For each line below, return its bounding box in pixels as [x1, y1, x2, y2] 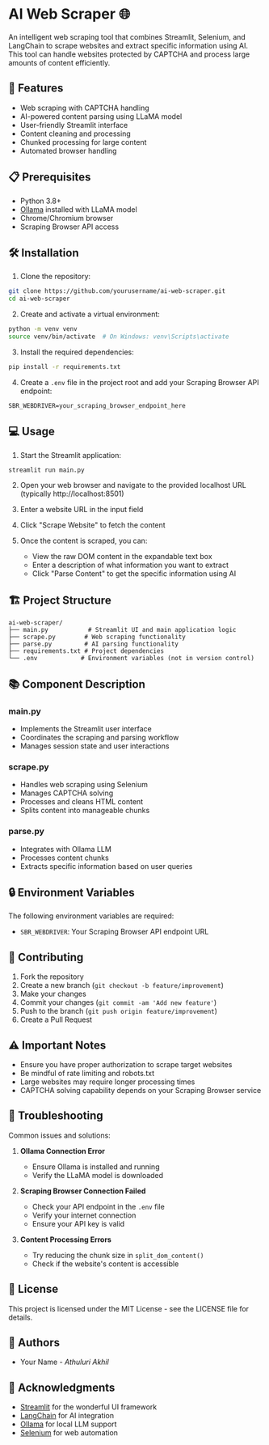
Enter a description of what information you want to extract [32, 560, 229, 570]
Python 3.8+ [19, 196, 62, 206]
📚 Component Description [8, 677, 145, 691]
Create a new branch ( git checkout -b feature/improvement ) [19, 981, 225, 990]
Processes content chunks [19, 853, 109, 862]
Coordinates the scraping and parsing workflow [19, 732, 179, 742]
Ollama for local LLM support [19, 1419, 117, 1429]
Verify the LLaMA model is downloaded [32, 1170, 164, 1180]
